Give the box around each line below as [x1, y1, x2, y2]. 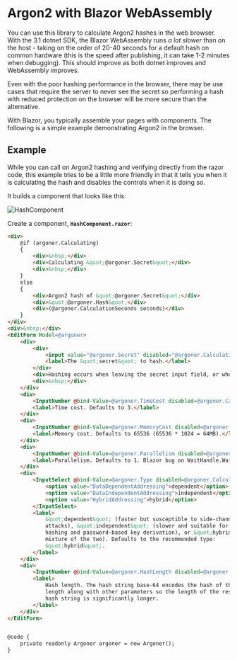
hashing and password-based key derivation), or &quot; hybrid [44, 529, 232, 536]
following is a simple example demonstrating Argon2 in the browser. [7, 123, 205, 132]
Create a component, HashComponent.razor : [7, 219, 133, 227]
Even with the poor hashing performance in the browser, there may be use [7, 79, 224, 88]
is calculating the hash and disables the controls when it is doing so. [7, 178, 206, 186]
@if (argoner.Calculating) [20, 239, 99, 246]
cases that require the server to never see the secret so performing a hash [7, 87, 224, 96]
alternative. [7, 102, 40, 110]
